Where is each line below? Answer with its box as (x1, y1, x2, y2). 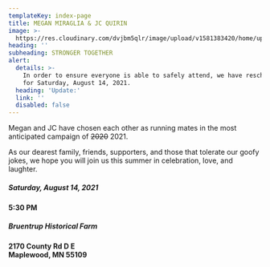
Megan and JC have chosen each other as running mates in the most (8, 123, 237, 133)
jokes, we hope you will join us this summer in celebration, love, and (8, 156, 233, 165)
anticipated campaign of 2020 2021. (8, 131, 129, 141)
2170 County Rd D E (8, 241, 76, 251)
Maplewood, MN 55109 (8, 250, 88, 260)
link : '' (15, 94, 45, 102)
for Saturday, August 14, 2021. (22, 79, 131, 87)
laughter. (8, 164, 38, 174)
